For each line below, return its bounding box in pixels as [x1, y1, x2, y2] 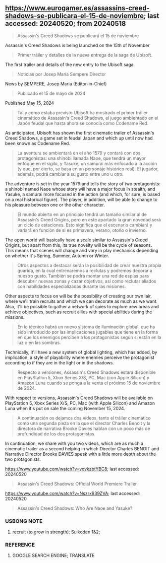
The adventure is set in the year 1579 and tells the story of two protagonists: [5, 181, 161, 187]
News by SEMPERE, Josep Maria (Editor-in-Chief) [5, 80, 107, 86]
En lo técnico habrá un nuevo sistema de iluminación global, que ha [17, 324, 155, 330]
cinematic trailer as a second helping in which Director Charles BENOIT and [5, 445, 160, 451]
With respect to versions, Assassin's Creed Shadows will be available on [5, 395, 153, 401]
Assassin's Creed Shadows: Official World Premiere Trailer [17, 481, 137, 487]
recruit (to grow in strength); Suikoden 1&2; [12, 529, 101, 535]
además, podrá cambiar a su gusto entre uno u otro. [17, 171, 124, 177]
